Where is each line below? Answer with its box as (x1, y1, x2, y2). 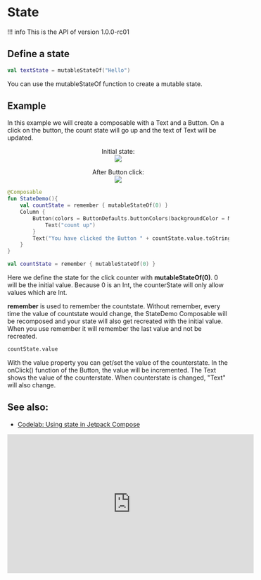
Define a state (7, 48, 70, 60)
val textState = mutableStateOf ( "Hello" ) (7, 66, 131, 74)
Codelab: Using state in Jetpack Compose (17, 420, 141, 428)
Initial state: (101, 147, 135, 156)
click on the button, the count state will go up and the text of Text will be (7, 126, 217, 135)
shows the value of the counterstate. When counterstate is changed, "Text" (7, 373, 227, 382)
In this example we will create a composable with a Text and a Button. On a (7, 119, 224, 127)
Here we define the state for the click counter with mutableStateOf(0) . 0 (7, 273, 218, 282)
